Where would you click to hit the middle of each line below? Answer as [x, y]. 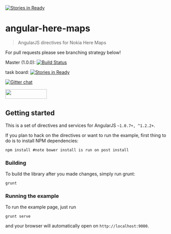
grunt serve [18, 217]
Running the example [32, 196]
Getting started [30, 113]
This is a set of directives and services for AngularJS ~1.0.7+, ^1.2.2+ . [80, 125]
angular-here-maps [48, 29]
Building [16, 163]
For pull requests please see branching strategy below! [63, 52]
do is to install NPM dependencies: [42, 141]
